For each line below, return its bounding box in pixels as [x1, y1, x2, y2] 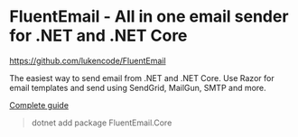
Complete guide [9, 99, 70, 110]
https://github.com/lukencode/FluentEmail [9, 55, 166, 66]
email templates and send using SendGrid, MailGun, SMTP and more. [9, 82, 266, 93]
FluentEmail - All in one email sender [9, 6, 289, 27]
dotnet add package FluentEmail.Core [31, 117, 172, 128]
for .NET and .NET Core [9, 25, 188, 46]
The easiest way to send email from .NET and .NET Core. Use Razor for [9, 72, 275, 83]
